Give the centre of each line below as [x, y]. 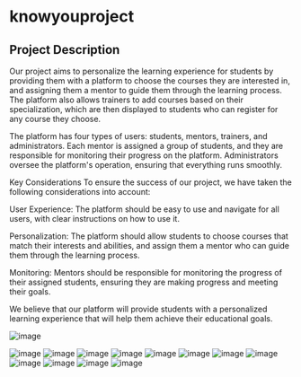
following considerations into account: [80, 192]
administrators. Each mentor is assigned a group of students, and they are [146, 146]
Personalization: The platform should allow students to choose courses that [149, 236]
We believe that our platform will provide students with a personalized [138, 309]
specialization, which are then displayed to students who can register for [144, 109]
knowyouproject [72, 17]
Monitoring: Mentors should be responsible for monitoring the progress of [146, 272]
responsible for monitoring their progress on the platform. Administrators [144, 155]
